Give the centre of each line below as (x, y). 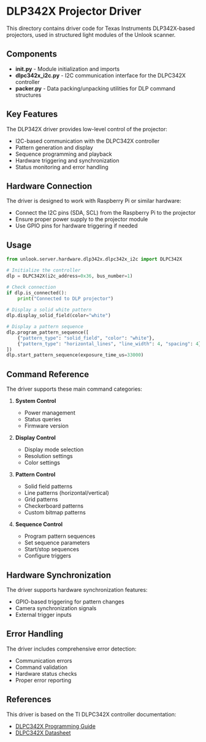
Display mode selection (54, 449)
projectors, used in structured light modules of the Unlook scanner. (91, 34)
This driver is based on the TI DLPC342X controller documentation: (91, 714)
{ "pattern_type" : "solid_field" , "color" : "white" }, (86, 338)
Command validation (41, 667)
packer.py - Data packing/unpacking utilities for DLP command (95, 88)
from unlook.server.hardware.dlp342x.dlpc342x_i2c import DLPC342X (94, 259)
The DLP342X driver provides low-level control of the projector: (87, 129)
